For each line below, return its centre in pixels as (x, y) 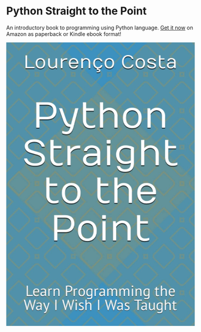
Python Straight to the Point (77, 11)
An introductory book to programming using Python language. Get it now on (100, 28)
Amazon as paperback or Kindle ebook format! (64, 34)
